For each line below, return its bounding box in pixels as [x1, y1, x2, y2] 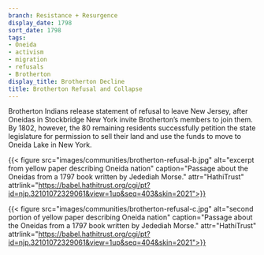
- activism [8, 48, 44, 56]
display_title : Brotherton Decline [8, 77, 125, 85]
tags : [8, 33, 26, 42]
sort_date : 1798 [8, 26, 61, 34]
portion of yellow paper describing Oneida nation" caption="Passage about [8, 212, 253, 222]
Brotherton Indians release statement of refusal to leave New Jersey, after [8, 107, 248, 116]
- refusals [8, 63, 44, 71]
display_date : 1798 [8, 19, 73, 27]
